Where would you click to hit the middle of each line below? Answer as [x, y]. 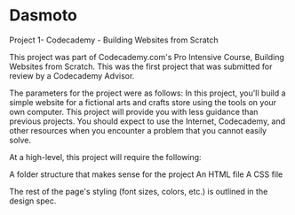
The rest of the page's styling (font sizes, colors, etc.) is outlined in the [139, 191]
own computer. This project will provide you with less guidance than [134, 111]
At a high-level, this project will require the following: [105, 157]
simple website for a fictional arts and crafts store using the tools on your [143, 102]
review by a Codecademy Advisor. [72, 75]
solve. [20, 140]
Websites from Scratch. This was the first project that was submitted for [141, 66]
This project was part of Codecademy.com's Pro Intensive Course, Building [147, 57]
